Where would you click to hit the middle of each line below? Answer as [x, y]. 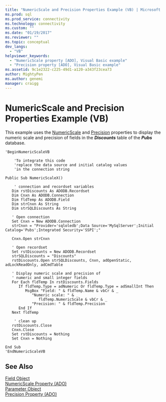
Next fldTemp [25, 312]
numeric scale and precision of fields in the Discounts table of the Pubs [79, 137]
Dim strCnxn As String [35, 204]
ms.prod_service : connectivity [37, 19]
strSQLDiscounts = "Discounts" [44, 256]
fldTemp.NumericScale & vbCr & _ [73, 299]
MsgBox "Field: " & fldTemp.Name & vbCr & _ [72, 290]
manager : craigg [22, 83]
